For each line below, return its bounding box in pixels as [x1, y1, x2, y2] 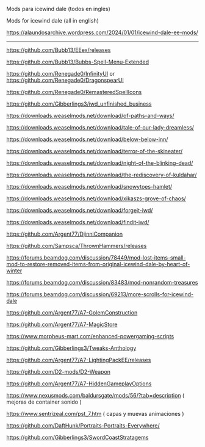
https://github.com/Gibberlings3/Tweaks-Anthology [6, 344, 137, 352]
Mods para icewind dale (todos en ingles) [6, 5, 111, 12]
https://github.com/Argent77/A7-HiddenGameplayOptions [6, 380, 152, 387]
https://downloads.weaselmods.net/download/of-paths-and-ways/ [6, 112, 175, 119]
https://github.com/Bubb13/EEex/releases [6, 46, 111, 54]
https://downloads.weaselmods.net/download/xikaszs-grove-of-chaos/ [6, 195, 186, 202]
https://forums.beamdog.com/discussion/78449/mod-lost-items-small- [6, 254, 186, 261]
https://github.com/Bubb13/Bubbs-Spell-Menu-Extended [6, 58, 149, 65]
